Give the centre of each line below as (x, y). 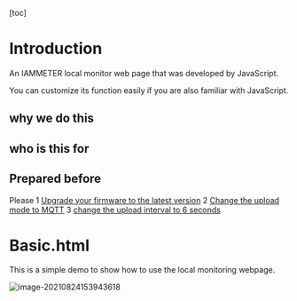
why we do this (52, 119)
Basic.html (50, 246)
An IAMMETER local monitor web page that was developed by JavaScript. (144, 73)
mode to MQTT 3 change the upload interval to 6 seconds (115, 210)
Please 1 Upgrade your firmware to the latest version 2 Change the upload (145, 200)
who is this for (49, 149)
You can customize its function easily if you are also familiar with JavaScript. (149, 90)
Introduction (56, 49)
